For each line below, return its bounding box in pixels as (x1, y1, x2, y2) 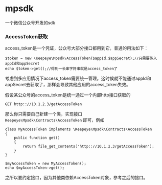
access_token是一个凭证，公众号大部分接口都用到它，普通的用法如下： (5, 45, 148, 51)
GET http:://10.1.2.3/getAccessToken (5, 102, 82, 107)
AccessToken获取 (5, 33, 48, 40)
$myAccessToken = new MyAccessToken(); (5, 161, 87, 166)
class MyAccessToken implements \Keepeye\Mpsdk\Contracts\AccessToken (5, 127, 152, 132)
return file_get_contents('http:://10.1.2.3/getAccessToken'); (23, 144, 154, 149)
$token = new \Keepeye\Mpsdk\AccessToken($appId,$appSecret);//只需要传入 (5, 56, 158, 61)
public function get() (14, 136, 60, 140)
